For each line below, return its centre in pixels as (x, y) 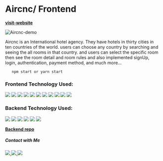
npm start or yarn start (37, 72)
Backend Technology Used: (39, 108)
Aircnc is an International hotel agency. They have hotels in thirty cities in (80, 42)
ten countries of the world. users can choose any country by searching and (82, 47)
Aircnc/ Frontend (41, 9)
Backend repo (20, 129)
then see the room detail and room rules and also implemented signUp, (77, 57)
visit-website (19, 23)
